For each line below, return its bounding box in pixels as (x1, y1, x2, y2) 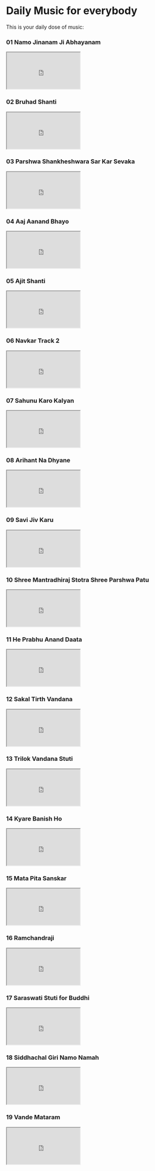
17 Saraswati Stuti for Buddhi (6, 994, 89, 1002)
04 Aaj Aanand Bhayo (6, 217, 69, 225)
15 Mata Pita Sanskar (6, 874, 67, 882)
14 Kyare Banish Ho (6, 815, 63, 823)
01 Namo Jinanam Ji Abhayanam (6, 38, 101, 46)
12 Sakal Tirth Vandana (6, 695, 73, 703)
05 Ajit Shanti (6, 277, 46, 285)
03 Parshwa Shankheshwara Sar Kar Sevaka (6, 157, 135, 166)
